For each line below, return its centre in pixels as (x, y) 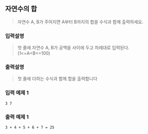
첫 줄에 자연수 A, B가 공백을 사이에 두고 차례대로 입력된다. (73, 48)
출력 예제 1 (17, 117)
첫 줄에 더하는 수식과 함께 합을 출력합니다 (57, 79)
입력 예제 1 (17, 93)
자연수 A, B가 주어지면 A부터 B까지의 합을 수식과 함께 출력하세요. (80, 22)
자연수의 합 (21, 9)
